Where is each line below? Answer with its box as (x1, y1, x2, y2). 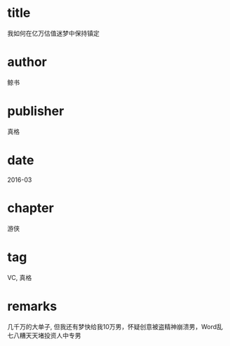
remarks (7, 298, 57, 314)
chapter (7, 200, 54, 215)
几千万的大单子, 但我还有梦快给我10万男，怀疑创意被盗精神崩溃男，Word (7, 322, 217, 331)
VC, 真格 (7, 273, 32, 281)
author (7, 54, 48, 70)
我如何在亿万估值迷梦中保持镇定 (7, 29, 100, 37)
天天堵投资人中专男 (25, 331, 81, 340)
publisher (7, 103, 65, 119)
